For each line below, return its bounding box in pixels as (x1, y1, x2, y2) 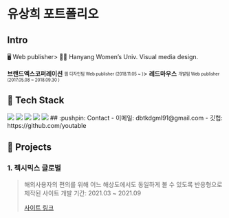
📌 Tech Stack (7, 94, 65, 107)
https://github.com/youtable (7, 121, 87, 129)
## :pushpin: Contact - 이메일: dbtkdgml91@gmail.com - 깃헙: (50, 113, 223, 122)
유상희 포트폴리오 (7, 6, 99, 22)
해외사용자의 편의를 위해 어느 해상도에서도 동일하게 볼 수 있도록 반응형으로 (23, 180, 223, 188)
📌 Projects (7, 142, 52, 153)
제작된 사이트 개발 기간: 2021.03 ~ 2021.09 (23, 188, 142, 197)
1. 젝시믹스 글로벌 (7, 163, 62, 173)
